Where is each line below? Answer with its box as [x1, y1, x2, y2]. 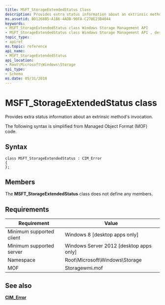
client [7, 234, 21, 241]
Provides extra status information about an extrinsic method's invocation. [5, 114, 153, 119]
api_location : [5, 58, 34, 63]
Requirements [5, 205, 49, 214]
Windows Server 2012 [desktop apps [64, 242, 152, 249]
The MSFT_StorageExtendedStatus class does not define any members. [5, 191, 153, 197]
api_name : [5, 48, 26, 53]
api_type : [5, 67, 26, 72]
